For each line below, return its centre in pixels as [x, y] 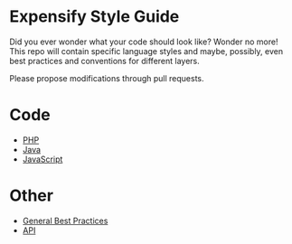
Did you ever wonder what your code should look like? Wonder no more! [144, 42]
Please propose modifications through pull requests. [107, 78]
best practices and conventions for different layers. [105, 61]
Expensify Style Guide [94, 17]
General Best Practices [65, 221]
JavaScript [42, 159]
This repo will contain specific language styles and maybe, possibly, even [146, 51]
